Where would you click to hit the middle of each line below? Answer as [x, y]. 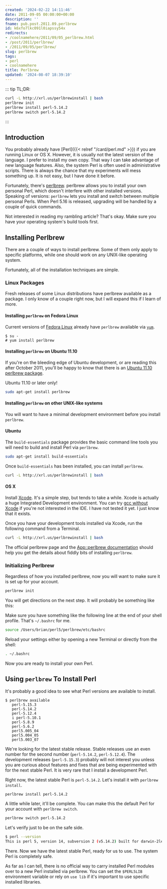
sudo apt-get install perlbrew [38, 392]
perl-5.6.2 [23, 726]
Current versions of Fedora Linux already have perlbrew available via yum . [80, 327]
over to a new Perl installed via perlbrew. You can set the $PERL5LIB [74, 872]
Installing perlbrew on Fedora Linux [42, 316]
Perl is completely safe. [29, 857]
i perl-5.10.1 [26, 718]
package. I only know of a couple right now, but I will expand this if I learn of [83, 299]
